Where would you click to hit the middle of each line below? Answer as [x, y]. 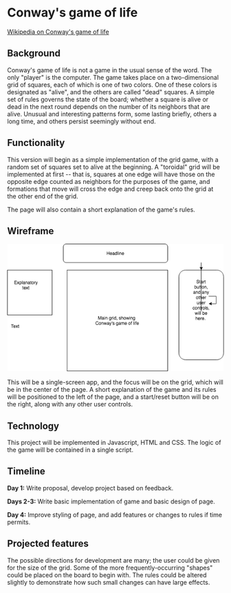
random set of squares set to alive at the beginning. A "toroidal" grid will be [114, 167]
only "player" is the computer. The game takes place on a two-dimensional [113, 77]
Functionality [36, 143]
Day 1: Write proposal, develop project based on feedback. [90, 488]
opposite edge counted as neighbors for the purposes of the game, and [109, 181]
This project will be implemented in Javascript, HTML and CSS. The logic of [114, 442]
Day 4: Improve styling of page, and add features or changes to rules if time [114, 514]
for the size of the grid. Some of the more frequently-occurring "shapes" [110, 568]
